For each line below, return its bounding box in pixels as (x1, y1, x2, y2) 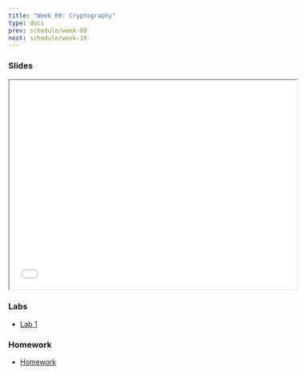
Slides (8, 61, 34, 72)
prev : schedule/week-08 (8, 26, 88, 34)
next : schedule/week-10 (8, 33, 88, 42)
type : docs (8, 19, 45, 27)
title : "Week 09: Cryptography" (8, 11, 116, 20)
